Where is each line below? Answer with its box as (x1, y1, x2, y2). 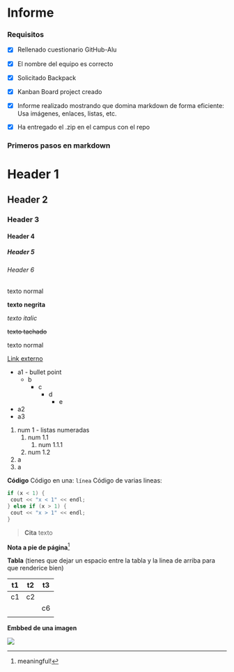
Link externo (7, 354, 43, 363)
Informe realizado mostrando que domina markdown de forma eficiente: (17, 101, 224, 109)
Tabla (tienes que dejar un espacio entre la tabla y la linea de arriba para (7, 556, 216, 565)
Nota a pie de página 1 (7, 542, 70, 552)
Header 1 (7, 166, 59, 182)
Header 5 (7, 248, 35, 256)
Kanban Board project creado (17, 87, 102, 95)
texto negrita (7, 301, 46, 309)
